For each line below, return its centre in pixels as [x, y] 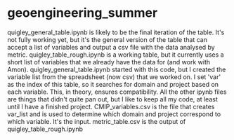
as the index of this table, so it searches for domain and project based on [113, 84]
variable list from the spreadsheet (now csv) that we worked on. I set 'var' [114, 77]
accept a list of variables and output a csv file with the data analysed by [111, 47]
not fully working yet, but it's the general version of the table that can [107, 39]
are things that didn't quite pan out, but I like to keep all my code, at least [112, 99]
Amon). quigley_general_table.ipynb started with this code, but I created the [117, 69]
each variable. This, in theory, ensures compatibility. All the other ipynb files [117, 92]
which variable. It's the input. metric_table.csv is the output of [97, 121]
